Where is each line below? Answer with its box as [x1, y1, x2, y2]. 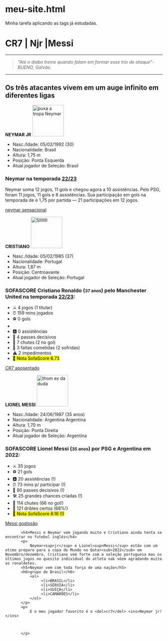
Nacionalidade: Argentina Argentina [12, 417, 86, 423]
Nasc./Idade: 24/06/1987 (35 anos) [12, 411, 85, 417]
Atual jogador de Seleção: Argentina [12, 433, 87, 439]
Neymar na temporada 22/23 [5, 175, 77, 182]
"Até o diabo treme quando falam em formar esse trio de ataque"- [17, 59, 154, 65]
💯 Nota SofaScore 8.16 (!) [12, 510, 64, 517]
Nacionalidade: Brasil [12, 146, 56, 152]
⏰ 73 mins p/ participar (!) [12, 481, 66, 487]
